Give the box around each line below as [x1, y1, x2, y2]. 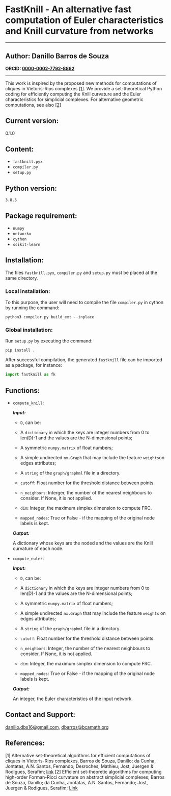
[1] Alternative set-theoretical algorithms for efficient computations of [5, 752, 151, 758]
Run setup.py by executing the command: [5, 338, 93, 344]
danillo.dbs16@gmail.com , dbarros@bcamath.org [5, 724, 109, 730]
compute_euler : [12, 555, 44, 562]
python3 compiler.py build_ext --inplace [5, 315, 95, 320]
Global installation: [5, 327, 53, 334]
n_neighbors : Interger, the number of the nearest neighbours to [20, 490, 152, 496]
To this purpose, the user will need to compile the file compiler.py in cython [5, 300, 164, 306]
